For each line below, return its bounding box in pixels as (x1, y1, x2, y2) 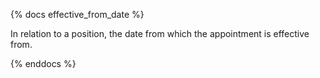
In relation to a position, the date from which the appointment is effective (10, 28, 310, 39)
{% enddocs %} (10, 58, 77, 69)
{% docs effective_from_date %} (10, 9, 145, 20)
